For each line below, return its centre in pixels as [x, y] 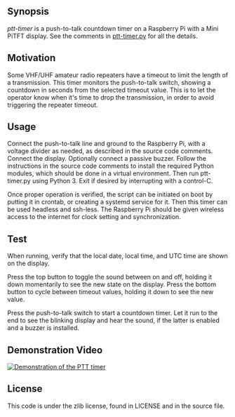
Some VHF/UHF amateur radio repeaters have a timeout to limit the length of [118, 75]
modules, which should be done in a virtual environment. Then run [103, 173]
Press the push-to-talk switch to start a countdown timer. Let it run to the [113, 313]
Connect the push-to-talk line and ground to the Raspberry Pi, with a [106, 144]
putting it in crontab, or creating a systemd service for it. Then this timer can [117, 202]
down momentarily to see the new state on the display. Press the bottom [112, 284]
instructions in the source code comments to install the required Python [110, 166]
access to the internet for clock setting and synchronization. [94, 217]
